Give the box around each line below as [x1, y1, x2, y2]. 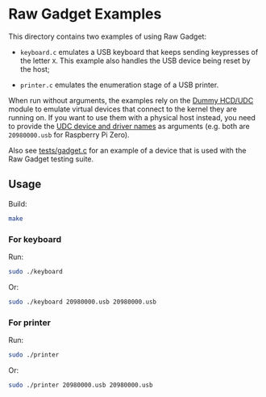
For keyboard [8, 233, 62, 244]
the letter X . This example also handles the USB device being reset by [19, 56, 251, 65]
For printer [8, 316, 51, 328]
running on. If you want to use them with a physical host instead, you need [8, 112, 256, 122]
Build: [8, 198, 27, 208]
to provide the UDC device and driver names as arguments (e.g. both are [8, 121, 250, 131]
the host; [19, 64, 50, 73]
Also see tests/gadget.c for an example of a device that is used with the [8, 145, 247, 155]
